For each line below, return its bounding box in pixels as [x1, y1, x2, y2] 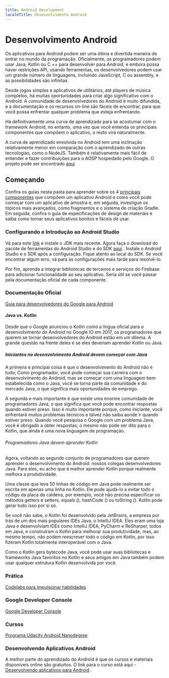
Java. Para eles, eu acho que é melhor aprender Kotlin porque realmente [5, 466, 156, 472]
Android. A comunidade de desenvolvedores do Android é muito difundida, [5, 98, 161, 104]
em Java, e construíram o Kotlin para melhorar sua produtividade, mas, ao [5, 529, 159, 535]
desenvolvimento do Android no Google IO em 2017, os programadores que [5, 329, 162, 335]
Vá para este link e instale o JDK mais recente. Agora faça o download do [5, 240, 158, 246]
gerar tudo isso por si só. [5, 502, 58, 509]
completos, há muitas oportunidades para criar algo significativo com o [5, 93, 153, 99]
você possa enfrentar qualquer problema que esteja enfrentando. [5, 109, 141, 115]
